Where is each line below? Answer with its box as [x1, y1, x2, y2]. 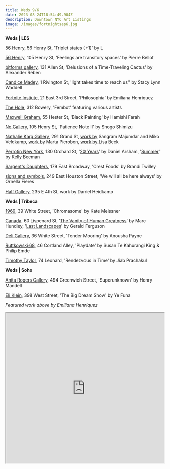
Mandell [5, 283, 22, 289]
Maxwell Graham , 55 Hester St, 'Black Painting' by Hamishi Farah [5, 114, 140, 120]
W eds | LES [5, 35, 30, 41]
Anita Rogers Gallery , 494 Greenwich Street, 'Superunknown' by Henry [5, 277, 152, 283]
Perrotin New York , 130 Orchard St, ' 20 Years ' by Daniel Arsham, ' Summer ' [5, 149, 160, 155]
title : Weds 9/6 [5, 7, 39, 13]
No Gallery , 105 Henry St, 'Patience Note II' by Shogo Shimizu [5, 124, 133, 130]
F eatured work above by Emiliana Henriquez [5, 302, 98, 308]
